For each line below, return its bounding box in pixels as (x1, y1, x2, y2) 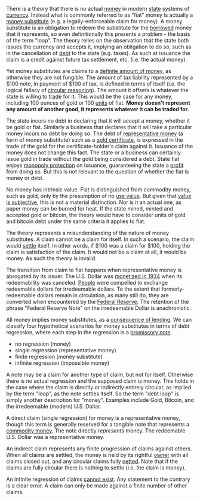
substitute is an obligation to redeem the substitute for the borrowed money (6, 24, 192, 31)
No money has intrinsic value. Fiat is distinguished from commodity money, (6, 186, 191, 193)
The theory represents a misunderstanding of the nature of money (6, 230, 169, 236)
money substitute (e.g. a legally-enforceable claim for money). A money (6, 18, 183, 25)
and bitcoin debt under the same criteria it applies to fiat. (6, 218, 146, 225)
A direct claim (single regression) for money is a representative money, (6, 414, 180, 421)
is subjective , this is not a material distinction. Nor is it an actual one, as (6, 199, 182, 206)
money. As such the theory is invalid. (6, 255, 97, 262)
